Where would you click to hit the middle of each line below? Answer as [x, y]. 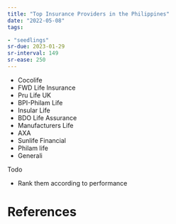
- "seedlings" [28, 40]
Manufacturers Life [45, 125]
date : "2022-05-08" [36, 21]
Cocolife [30, 80]
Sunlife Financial [42, 140]
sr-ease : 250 [27, 60]
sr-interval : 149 [33, 53]
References [42, 212]
